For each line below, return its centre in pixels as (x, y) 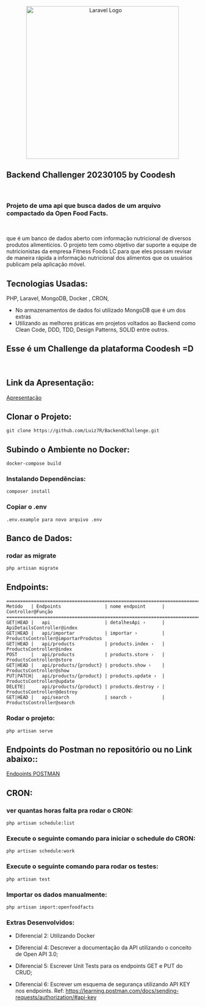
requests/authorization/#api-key (56, 997)
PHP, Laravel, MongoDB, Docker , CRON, (58, 298)
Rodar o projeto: (31, 718)
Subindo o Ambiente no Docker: (68, 449)
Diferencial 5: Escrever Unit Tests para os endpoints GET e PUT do (99, 966)
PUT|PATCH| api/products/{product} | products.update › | (86, 676)
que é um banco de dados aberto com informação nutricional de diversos (99, 238)
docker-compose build (34, 464)
